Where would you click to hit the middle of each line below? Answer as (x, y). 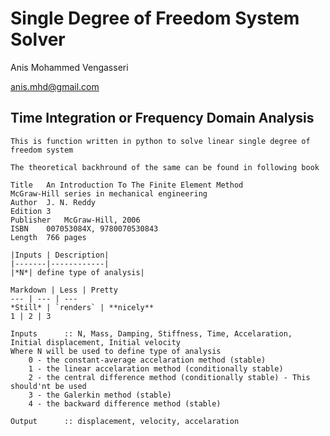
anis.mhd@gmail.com (55, 86)
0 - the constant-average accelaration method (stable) (147, 360)
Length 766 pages (48, 237)
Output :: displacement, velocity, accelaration (125, 421)
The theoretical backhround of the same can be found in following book (165, 167)
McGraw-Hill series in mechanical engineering (109, 193)
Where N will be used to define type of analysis (116, 351)
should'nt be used (48, 386)
